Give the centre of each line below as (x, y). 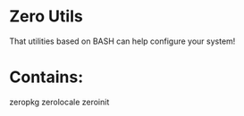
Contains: (46, 77)
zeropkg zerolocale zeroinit (59, 102)
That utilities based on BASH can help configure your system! (122, 41)
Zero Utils (46, 17)
